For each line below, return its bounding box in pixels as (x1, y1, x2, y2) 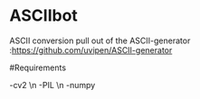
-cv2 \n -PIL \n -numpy (9, 79, 96, 90)
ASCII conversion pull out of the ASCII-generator (9, 35, 191, 46)
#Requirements (9, 62, 66, 73)
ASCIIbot (9, 5, 79, 26)
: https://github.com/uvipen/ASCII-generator (9, 44, 173, 55)
